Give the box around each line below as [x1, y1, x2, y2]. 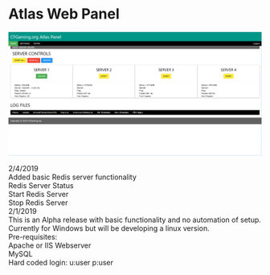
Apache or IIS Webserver [8, 240, 92, 250]
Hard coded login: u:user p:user [8, 258, 114, 268]
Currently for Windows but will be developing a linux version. [8, 224, 211, 233]
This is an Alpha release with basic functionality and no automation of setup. [8, 215, 261, 225]
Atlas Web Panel [8, 5, 120, 23]
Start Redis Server [8, 190, 69, 199]
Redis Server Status [8, 181, 74, 191]
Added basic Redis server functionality [8, 172, 137, 182]
